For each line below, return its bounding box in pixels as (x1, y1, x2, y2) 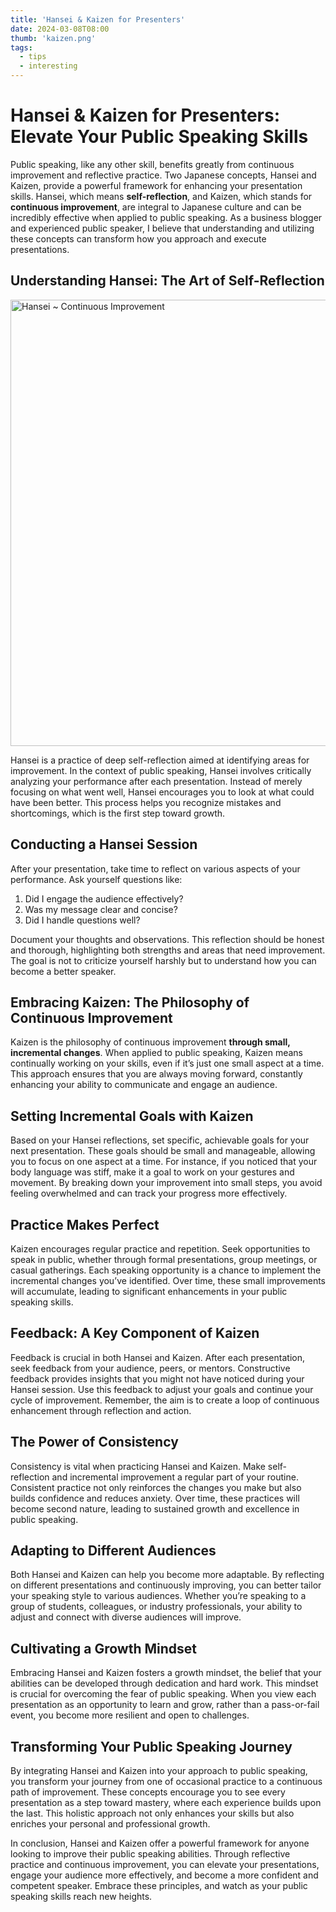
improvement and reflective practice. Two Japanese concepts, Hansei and (10, 169, 317, 181)
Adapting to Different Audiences (10, 1542, 217, 1560)
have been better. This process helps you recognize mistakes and (10, 796, 282, 808)
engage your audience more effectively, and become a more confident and (10, 1869, 319, 1881)
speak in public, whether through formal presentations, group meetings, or (10, 1254, 318, 1265)
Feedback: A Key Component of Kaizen (10, 1325, 260, 1342)
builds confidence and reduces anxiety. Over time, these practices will (10, 1492, 300, 1504)
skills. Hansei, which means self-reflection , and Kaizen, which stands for (10, 190, 313, 202)
